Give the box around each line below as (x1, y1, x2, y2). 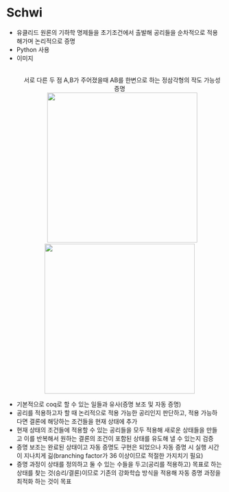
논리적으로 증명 (34, 36, 76, 45)
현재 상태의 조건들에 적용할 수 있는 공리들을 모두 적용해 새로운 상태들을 (16, 426, 205, 434)
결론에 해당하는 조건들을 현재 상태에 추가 (29, 417, 138, 426)
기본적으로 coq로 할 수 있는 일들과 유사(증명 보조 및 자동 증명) (16, 399, 182, 408)
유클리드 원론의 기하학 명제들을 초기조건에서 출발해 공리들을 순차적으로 (16, 28, 206, 36)
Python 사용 (16, 45, 50, 53)
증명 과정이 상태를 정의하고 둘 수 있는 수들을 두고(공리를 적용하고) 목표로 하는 (16, 460, 222, 468)
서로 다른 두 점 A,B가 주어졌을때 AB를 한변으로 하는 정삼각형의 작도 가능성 (23, 75, 221, 84)
